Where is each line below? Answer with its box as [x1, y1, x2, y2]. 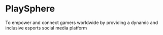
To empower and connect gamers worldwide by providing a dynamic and [5, 19, 158, 25]
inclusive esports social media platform [5, 24, 87, 30]
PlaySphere [5, 3, 55, 14]
